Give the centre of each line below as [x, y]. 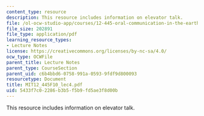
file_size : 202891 [29, 29]
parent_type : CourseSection [42, 68]
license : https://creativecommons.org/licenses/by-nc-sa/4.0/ [87, 51]
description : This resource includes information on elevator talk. [95, 18]
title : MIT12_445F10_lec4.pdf [45, 85]
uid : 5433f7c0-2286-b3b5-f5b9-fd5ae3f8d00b [62, 91]
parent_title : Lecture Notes [43, 62]
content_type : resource [36, 12]
